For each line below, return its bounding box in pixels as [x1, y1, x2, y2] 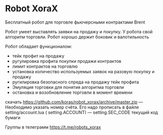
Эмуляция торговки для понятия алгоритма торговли [12, 84, 124, 90]
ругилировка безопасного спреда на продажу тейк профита [12, 79, 139, 85]
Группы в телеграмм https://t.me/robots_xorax [5, 124, 101, 130]
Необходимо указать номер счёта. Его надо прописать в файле [5, 104, 139, 110]
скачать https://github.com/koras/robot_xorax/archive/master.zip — [5, 99, 143, 105]
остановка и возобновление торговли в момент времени [12, 89, 133, 95]
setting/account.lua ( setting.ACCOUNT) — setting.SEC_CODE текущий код [5, 109, 158, 115]
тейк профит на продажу [12, 53, 65, 59]
